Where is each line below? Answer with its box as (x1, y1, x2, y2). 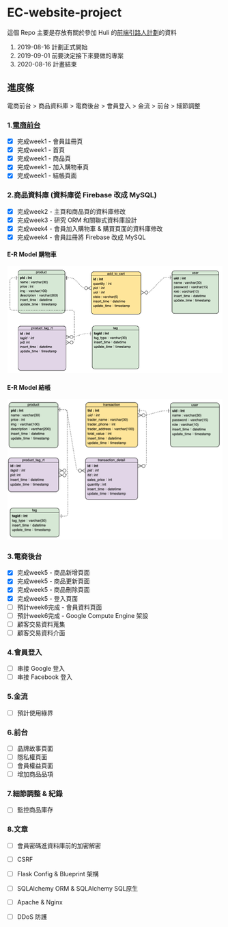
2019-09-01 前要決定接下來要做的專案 (16, 51, 124, 60)
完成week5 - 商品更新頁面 (16, 577, 90, 585)
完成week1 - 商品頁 (16, 154, 72, 162)
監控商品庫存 (16, 806, 53, 814)
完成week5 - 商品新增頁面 (16, 569, 90, 577)
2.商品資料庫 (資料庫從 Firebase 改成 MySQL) (7, 190, 157, 200)
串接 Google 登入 (16, 665, 66, 673)
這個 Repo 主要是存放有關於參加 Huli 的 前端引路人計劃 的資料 (7, 28, 177, 36)
